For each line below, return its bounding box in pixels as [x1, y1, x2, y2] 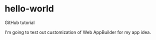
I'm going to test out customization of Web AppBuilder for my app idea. [4, 29, 151, 35]
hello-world [4, 3, 54, 14]
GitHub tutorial [4, 19, 35, 25]
